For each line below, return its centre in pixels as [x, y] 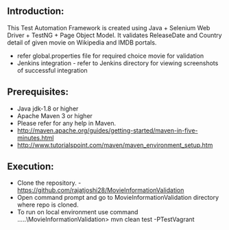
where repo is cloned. [48, 205]
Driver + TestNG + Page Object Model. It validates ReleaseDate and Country [114, 35]
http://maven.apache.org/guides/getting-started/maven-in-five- [107, 130]
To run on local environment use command [77, 212]
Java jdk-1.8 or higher [48, 108]
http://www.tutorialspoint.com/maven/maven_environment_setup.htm [115, 145]
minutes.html [35, 137]
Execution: [31, 166]
